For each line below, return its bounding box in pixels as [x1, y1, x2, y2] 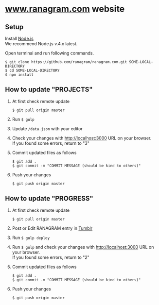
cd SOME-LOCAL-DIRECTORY [9, 68, 60, 73]
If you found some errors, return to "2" [12, 254, 90, 260]
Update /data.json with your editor [12, 125, 83, 132]
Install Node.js [5, 35, 34, 41]
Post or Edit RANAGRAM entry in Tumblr [12, 225, 93, 231]
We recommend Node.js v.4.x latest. [5, 41, 78, 47]
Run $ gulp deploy [12, 235, 50, 240]
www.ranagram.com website [5, 3, 125, 15]
